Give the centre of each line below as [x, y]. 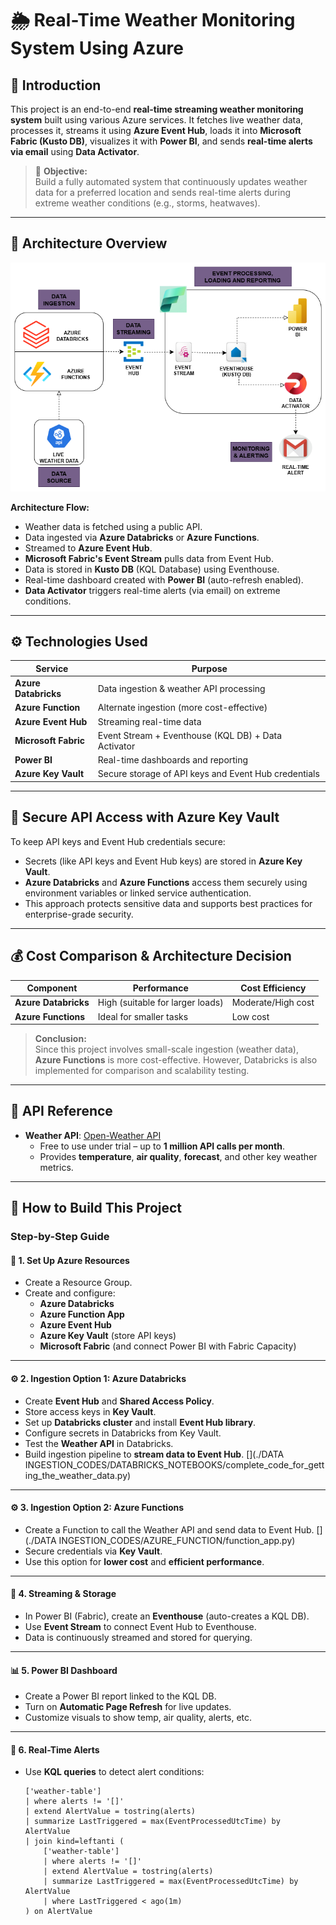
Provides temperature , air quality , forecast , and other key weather [178, 1156]
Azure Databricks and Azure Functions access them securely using [166, 882]
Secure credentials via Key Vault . [93, 1551]
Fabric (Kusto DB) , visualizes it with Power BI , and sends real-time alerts [161, 141]
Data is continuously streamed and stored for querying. [138, 1637]
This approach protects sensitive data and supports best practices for [168, 903]
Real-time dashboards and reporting [173, 760]
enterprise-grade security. [79, 914]
